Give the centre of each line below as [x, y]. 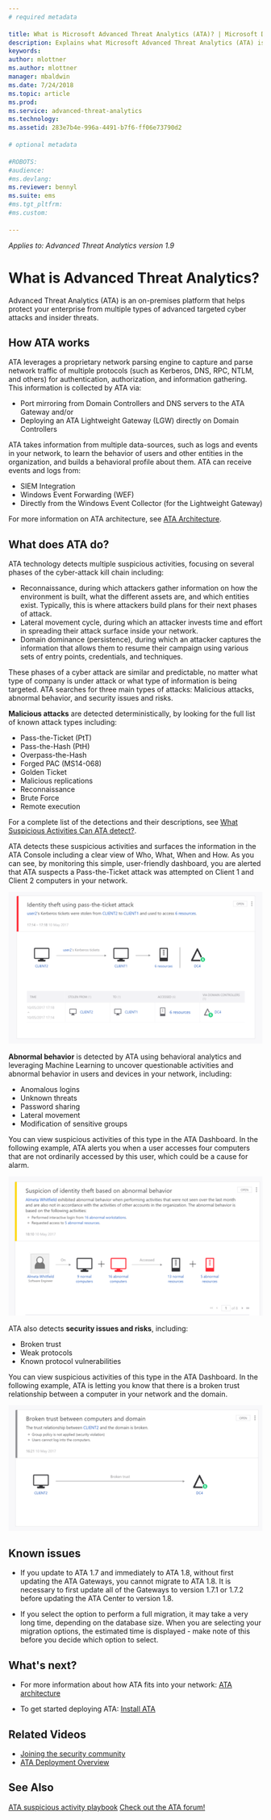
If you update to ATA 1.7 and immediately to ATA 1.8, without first [127, 1573]
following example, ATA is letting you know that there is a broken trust [124, 1385]
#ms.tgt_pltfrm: [35, 205]
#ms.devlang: [30, 179]
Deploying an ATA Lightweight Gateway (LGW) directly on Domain [129, 420]
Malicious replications [56, 781]
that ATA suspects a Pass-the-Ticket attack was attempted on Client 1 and [131, 872]
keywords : [25, 51]
